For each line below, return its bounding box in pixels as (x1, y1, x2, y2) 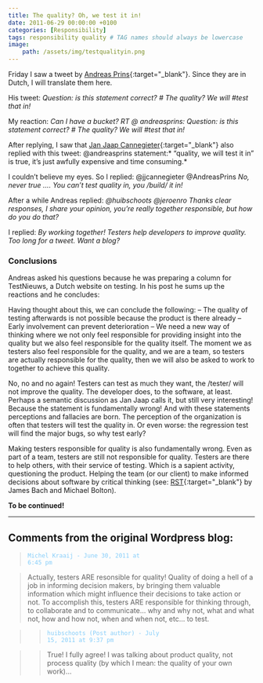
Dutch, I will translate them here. (8, 78, 113, 87)
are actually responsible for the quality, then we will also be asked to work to (8, 355, 255, 365)
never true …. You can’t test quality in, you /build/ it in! (8, 181, 183, 189)
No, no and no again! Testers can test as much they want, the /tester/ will (8, 378, 244, 389)
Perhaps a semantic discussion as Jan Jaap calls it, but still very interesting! (8, 396, 254, 405)
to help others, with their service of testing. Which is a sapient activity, (8, 461, 235, 470)
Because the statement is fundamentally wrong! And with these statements (8, 404, 250, 413)
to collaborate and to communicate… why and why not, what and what (27, 606, 254, 615)
